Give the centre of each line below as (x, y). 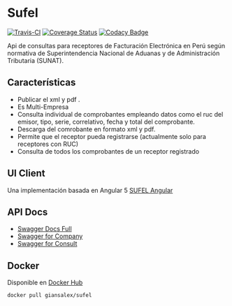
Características (42, 83)
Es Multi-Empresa (43, 107)
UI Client (26, 174)
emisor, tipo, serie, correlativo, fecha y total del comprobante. (106, 122)
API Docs (28, 212)
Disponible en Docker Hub (45, 283)
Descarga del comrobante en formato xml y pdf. (86, 129)
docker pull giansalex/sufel (50, 296)
